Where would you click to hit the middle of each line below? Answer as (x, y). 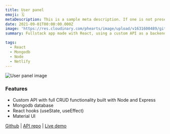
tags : (11, 43)
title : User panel (25, 10)
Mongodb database (33, 105)
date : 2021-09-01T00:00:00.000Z (39, 24)
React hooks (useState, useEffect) (48, 110)
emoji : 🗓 (15, 15)
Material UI (24, 116)
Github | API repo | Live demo (36, 126)
